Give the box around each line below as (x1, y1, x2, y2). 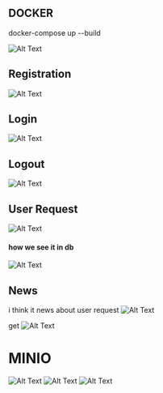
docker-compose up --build (8, 28, 101, 37)
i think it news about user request (8, 305, 119, 315)
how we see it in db (8, 242, 74, 252)
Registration (8, 67, 72, 81)
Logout (8, 157, 45, 171)
